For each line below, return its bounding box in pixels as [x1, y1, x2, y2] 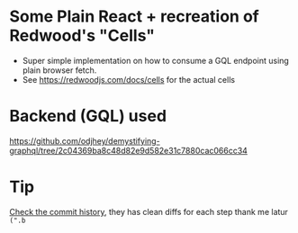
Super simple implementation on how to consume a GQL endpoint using [22, 55, 290, 66]
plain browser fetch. [22, 65, 97, 76]
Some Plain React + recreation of [9, 6, 259, 27]
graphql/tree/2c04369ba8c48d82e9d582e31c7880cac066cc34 [9, 145, 248, 156]
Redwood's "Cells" [9, 25, 156, 46]
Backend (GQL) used [9, 106, 167, 127]
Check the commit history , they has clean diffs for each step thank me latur [9, 206, 288, 217]
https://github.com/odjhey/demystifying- [9, 135, 160, 146]
